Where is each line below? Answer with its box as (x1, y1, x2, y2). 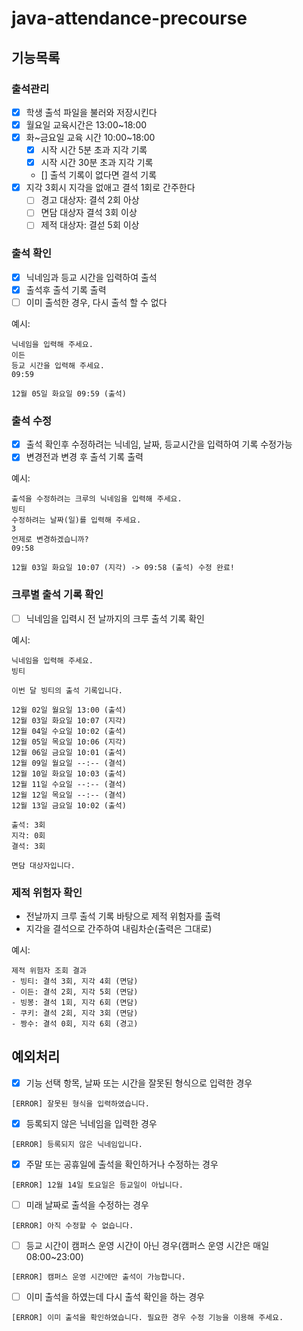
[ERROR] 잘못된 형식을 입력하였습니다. (11, 1098, 150, 1109)
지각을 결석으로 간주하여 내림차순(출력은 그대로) (25, 923, 213, 934)
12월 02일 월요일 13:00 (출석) (11, 705, 127, 715)
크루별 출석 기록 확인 (11, 588, 104, 602)
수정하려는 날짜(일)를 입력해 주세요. (11, 515, 142, 526)
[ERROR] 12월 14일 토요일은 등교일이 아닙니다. (11, 1180, 184, 1190)
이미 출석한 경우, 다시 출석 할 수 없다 (25, 296, 168, 308)
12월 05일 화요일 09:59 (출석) (11, 388, 127, 399)
